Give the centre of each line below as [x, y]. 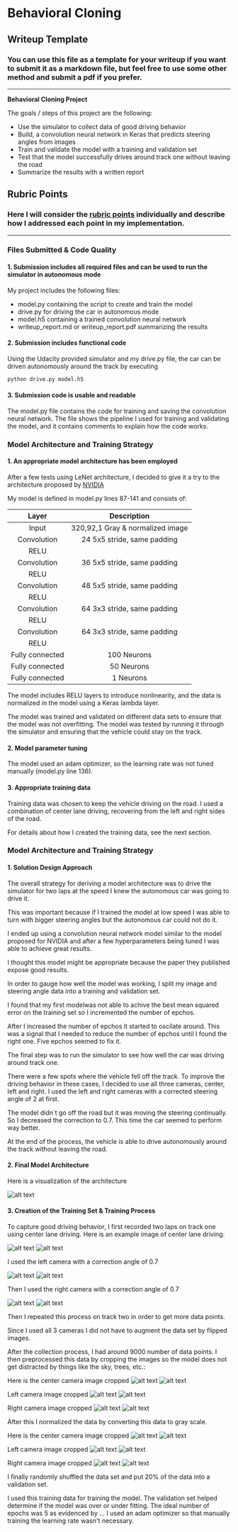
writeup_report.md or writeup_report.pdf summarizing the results [113, 326]
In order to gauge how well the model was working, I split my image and [112, 983]
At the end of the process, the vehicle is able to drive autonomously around [117, 1141]
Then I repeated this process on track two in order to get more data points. [116, 1317]
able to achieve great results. [50, 948]
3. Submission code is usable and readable [72, 395]
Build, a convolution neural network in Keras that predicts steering [114, 134]
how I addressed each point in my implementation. [96, 224]
